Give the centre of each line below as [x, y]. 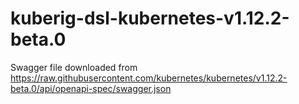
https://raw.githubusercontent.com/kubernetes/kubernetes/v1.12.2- [149, 78]
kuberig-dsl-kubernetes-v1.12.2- [150, 18]
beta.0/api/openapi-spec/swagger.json [91, 88]
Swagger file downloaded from [74, 67]
